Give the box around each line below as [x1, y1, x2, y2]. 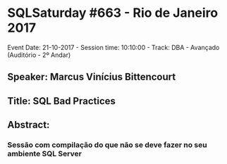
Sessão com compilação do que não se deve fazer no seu [7, 140, 207, 150]
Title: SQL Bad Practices [7, 95, 116, 107]
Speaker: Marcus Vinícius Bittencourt [7, 71, 176, 83]
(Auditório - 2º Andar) [7, 51, 71, 59]
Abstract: [7, 119, 50, 131]
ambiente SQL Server [7, 149, 82, 159]
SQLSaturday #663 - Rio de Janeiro [7, 5, 219, 21]
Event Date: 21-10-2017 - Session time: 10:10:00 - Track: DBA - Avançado [7, 43, 220, 51]
